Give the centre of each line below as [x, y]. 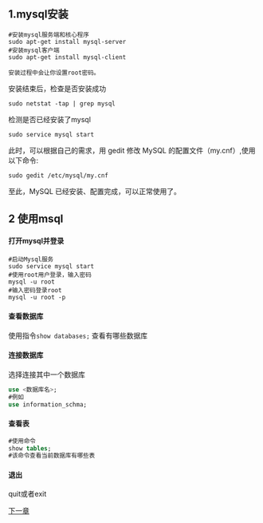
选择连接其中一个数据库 [47, 374]
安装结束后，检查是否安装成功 [57, 88]
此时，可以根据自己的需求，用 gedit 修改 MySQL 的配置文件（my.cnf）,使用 [132, 150]
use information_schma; [48, 404]
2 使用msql [36, 219]
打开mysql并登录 [36, 240]
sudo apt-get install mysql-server [67, 42]
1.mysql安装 [39, 14]
